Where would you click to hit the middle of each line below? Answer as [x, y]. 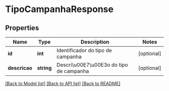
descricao [20, 68]
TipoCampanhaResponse [59, 9]
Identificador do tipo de [84, 50]
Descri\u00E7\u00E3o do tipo [92, 65]
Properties [22, 28]
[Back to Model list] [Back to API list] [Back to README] [63, 83]
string [44, 68]
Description [95, 42]
